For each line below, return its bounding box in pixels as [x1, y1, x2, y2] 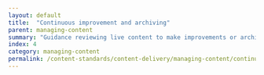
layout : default [8, 11, 61, 20]
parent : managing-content [8, 26, 93, 34]
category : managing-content [8, 48, 101, 55]
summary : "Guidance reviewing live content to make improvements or [8, 33, 237, 41]
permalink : [8, 55, 44, 63]
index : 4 [8, 41, 37, 48]
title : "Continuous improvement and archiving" [8, 19, 170, 27]
